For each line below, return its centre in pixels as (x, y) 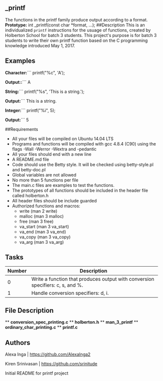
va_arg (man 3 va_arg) (41, 242)
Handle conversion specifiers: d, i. (70, 293)
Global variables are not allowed (44, 175)
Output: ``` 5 (17, 120)
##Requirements (22, 129)
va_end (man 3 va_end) (43, 232)
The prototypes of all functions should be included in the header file (80, 190)
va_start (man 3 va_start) (44, 226)
